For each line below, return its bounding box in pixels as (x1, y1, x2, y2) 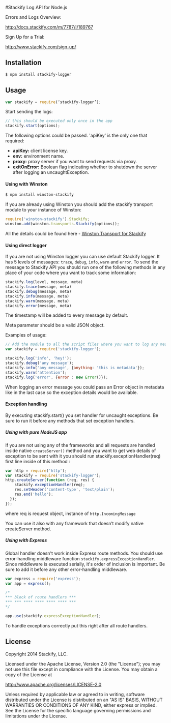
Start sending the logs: (5, 109, 53, 115)
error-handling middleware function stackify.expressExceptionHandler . (5, 555, 155, 561)
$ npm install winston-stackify (5, 192, 74, 197)
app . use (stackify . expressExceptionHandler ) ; (5, 613, 101, 618)
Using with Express (5, 537, 47, 544)
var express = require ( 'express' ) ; (5, 576, 81, 581)
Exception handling (5, 401, 47, 407)
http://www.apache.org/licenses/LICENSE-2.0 (5, 681, 102, 687)
